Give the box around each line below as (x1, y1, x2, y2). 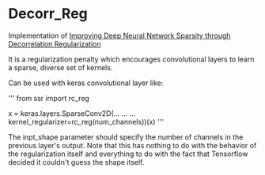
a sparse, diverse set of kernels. (8, 62, 113, 72)
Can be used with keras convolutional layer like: (8, 78, 164, 87)
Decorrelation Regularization (8, 39, 101, 48)
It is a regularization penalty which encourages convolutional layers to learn (8, 54, 255, 64)
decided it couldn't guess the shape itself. (8, 157, 145, 166)
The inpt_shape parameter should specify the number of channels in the (8, 132, 244, 142)
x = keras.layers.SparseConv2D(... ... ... (8, 108, 136, 118)
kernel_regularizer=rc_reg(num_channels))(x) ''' (8, 117, 165, 126)
